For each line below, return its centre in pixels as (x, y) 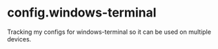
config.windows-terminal (82, 13)
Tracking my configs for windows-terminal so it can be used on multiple (109, 32)
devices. (19, 39)
